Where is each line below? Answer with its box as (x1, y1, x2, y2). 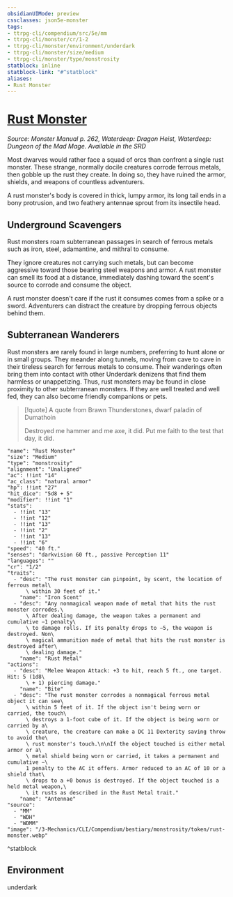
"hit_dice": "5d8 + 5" (7, 490, 73, 497)
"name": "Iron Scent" (19, 594, 82, 601)
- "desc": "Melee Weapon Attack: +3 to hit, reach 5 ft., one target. (13, 667, 223, 674)
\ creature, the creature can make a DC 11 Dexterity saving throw (25, 728, 226, 735)
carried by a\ (7, 722, 49, 729)
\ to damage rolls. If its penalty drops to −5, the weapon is (25, 624, 214, 631)
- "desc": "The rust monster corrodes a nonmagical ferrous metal (13, 691, 210, 698)
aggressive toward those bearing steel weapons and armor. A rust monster (7, 266, 222, 274)
